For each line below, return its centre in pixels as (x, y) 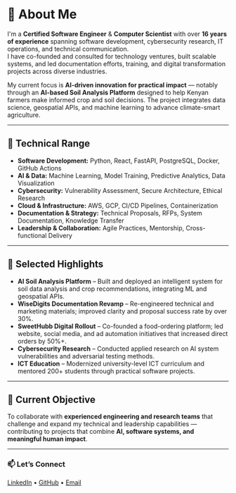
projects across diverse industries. (57, 71)
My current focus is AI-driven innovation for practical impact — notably (113, 85)
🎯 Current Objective (52, 400)
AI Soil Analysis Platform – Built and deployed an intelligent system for (120, 281)
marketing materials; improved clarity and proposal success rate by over (122, 311)
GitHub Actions (39, 168)
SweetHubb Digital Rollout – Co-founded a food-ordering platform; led (120, 326)
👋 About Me (42, 14)
